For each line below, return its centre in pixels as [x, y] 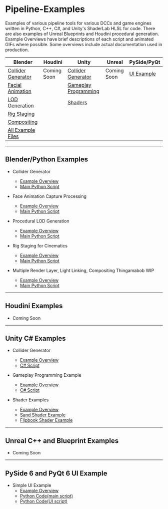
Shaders [77, 102]
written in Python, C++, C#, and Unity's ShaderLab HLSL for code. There [80, 28]
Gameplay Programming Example [47, 375]
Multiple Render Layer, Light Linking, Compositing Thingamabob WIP [83, 270]
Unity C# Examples [35, 338]
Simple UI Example [32, 485]
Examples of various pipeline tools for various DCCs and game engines [78, 23]
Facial [14, 85]
